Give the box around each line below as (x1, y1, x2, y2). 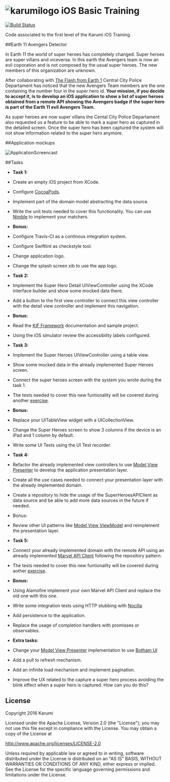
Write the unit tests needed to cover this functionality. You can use (12, 208, 152, 214)
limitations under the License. (5, 771, 67, 777)
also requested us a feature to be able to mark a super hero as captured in (5, 119, 160, 125)
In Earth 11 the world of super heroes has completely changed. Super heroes (5, 51, 164, 57)
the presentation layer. (12, 528, 60, 534)
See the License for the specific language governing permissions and (5, 766, 150, 772)
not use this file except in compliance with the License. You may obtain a (5, 725, 157, 731)
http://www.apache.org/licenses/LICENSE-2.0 (5, 740, 101, 746)
